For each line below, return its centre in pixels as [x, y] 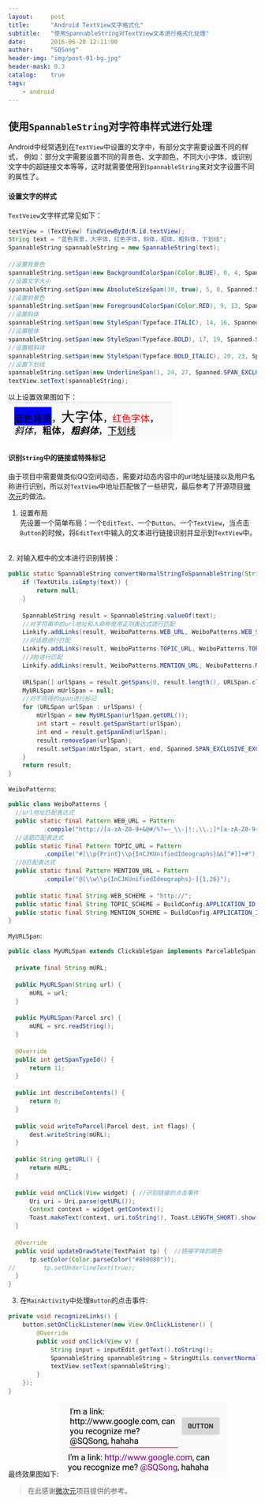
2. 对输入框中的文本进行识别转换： [64, 558]
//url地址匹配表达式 [45, 813]
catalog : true [37, 75]
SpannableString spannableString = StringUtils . [132, 1358]
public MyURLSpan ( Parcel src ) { [69, 1018]
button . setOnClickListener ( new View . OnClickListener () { [118, 1325]
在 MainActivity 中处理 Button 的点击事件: [84, 1301]
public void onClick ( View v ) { [88, 1341]
